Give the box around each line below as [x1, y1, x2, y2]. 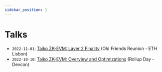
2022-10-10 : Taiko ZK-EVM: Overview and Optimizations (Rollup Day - [11, 56, 155, 62]
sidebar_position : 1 [4, 7, 48, 12]
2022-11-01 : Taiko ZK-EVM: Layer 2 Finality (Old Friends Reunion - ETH [11, 45, 158, 51]
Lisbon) [11, 50, 28, 56]
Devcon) [11, 61, 30, 67]
